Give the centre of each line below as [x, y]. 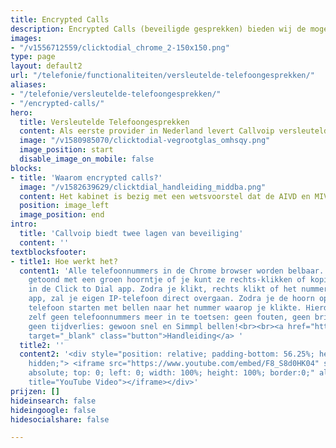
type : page [33, 57]
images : [26, 38]
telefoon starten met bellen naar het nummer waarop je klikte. [165, 308]
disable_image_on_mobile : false [87, 159]
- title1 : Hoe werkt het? [64, 261]
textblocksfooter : [48, 252]
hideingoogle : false [53, 410]
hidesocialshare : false [60, 419]
